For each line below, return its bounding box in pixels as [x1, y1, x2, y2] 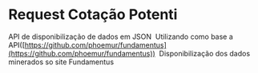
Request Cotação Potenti [8, 6, 178, 24]
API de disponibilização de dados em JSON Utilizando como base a [8, 32, 234, 41]
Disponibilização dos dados [159, 48, 251, 58]
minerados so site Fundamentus [8, 57, 115, 67]
